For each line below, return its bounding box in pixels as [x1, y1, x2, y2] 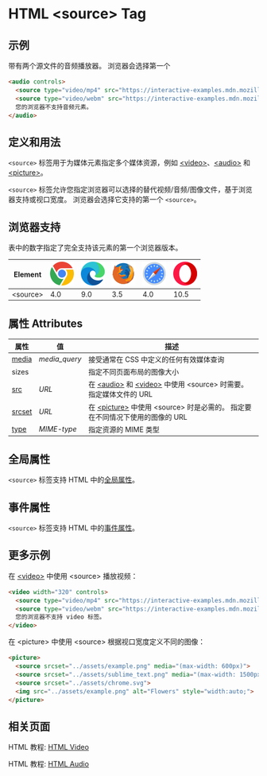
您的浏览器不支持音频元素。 [15, 103, 93, 111]
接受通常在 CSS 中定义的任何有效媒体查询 [88, 355, 225, 364]
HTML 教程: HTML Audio [8, 759, 90, 769]
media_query [38, 355, 82, 364]
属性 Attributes [8, 316, 83, 330]
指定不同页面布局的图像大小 [88, 367, 180, 377]
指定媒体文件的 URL [88, 390, 153, 399]
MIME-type [38, 425, 77, 434]
